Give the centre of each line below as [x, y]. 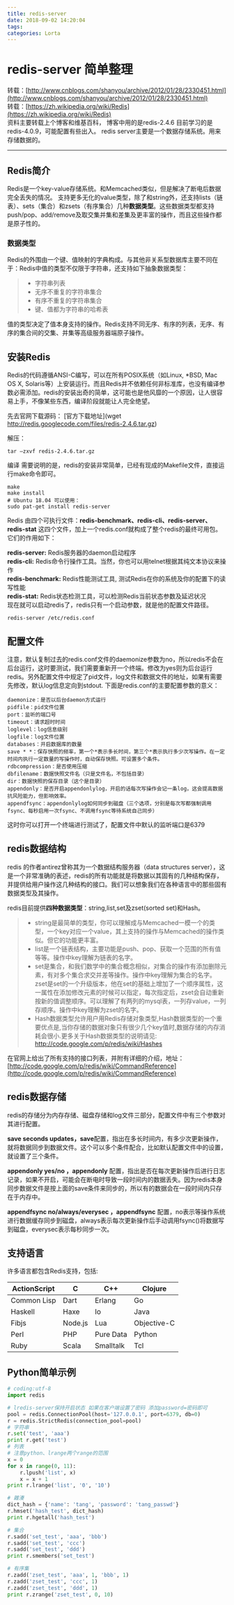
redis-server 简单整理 [70, 70]
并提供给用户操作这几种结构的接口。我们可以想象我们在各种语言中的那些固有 [117, 884]
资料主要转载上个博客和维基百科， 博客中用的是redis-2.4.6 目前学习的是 [110, 123]
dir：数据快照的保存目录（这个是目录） [56, 781]
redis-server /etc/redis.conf [51, 618]
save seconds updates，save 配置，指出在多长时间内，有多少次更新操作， [115, 1138]
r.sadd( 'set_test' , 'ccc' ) [46, 1543]
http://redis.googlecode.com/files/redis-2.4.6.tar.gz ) [82, 424]
